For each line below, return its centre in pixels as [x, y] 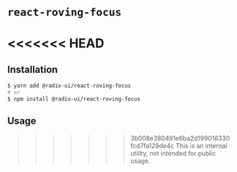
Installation [33, 69]
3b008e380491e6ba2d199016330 [180, 138]
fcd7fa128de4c [152, 145]
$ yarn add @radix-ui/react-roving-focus [69, 86]
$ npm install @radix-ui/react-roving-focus [74, 99]
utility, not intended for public [173, 153]
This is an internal [202, 145]
